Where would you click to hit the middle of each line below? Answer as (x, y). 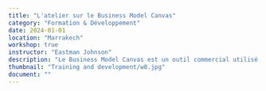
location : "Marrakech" (46, 38)
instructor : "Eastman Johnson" (60, 52)
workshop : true (33, 45)
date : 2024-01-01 (37, 30)
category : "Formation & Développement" (74, 23)
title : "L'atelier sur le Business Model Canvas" (92, 15)
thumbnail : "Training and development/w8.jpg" (87, 67)
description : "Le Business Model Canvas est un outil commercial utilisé (133, 60)
